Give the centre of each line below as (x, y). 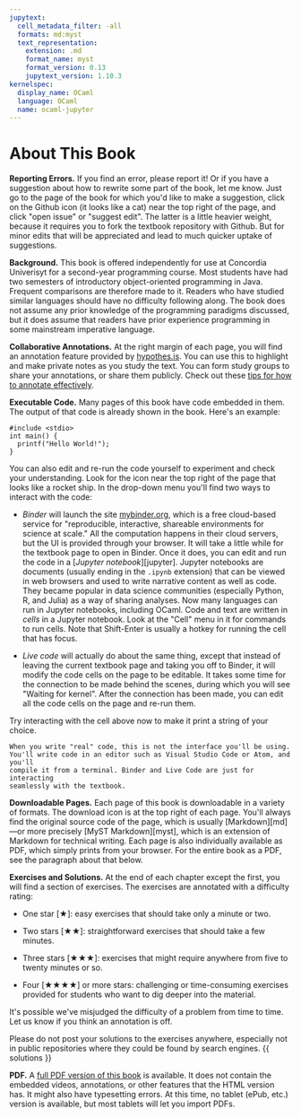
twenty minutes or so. (62, 968)
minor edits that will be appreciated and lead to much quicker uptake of (141, 236)
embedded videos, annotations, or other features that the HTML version (142, 1085)
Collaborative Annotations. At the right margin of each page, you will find (146, 347)
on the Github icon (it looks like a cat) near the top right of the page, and (142, 207)
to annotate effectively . (52, 385)
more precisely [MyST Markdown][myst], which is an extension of (148, 832)
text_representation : (58, 43)
